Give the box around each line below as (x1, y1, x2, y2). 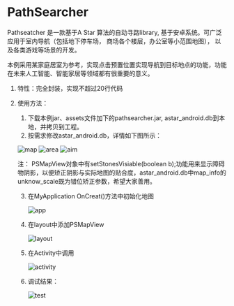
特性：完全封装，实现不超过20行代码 (17, 84, 123, 92)
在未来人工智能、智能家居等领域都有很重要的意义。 (7, 69, 154, 78)
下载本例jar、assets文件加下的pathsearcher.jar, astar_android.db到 (27, 113, 219, 122)
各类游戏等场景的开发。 (13, 45, 81, 54)
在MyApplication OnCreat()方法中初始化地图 (27, 191, 155, 200)
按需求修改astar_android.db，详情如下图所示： (27, 131, 162, 140)
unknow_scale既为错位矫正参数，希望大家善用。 (17, 177, 157, 185)
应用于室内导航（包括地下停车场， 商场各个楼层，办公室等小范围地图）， (7, 36, 214, 45)
